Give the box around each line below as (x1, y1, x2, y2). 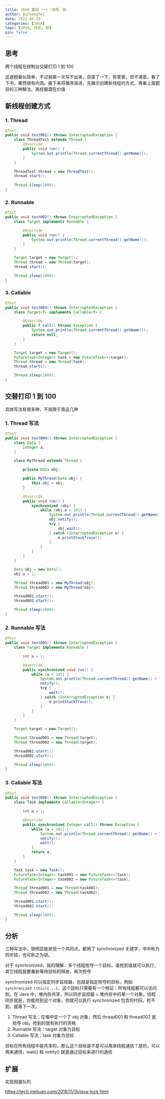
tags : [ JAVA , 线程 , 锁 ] (5, 26, 52, 30)
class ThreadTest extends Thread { (14, 137, 87, 143)
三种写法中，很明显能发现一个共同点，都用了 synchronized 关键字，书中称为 (5, 946, 160, 952)
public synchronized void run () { (23, 667, 93, 672)
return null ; (31, 332, 58, 337)
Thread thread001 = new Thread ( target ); (14, 735, 98, 740)
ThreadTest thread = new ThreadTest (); (14, 169, 96, 174)
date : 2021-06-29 (5, 16, 41, 21)
